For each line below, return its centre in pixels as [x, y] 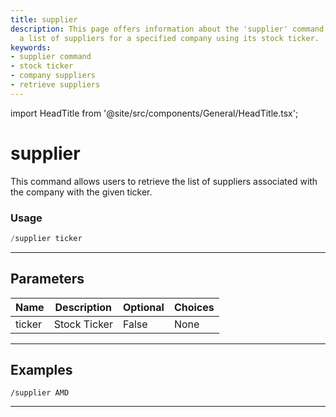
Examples [41, 370]
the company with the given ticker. [81, 192]
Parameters [47, 279]
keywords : [31, 47]
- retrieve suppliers [55, 85]
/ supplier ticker [46, 238]
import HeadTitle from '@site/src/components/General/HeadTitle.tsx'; [154, 113]
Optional [143, 307]
